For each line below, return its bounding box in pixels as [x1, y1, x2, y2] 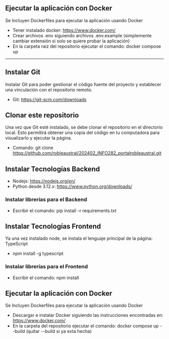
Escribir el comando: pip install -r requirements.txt [12, 208, 117, 214]
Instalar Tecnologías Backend [5, 165, 100, 173]
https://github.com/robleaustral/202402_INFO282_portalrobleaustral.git [12, 150, 162, 156]
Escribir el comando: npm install [12, 275, 79, 281]
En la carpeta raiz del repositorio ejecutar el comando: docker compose [12, 43, 161, 49]
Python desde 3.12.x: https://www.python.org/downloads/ [12, 183, 132, 189]
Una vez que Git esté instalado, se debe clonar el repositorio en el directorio [5, 124, 163, 130]
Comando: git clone [12, 145, 54, 151]
